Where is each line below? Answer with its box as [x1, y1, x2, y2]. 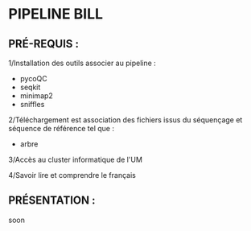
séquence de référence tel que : [8, 124, 115, 133]
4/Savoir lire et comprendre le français [8, 171, 137, 179]
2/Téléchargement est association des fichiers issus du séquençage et [8, 115, 243, 125]
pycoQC [19, 74, 48, 83]
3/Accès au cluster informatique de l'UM [8, 155, 143, 164]
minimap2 [19, 91, 54, 101]
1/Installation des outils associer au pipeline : [8, 58, 157, 68]
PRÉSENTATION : [8, 194, 96, 208]
